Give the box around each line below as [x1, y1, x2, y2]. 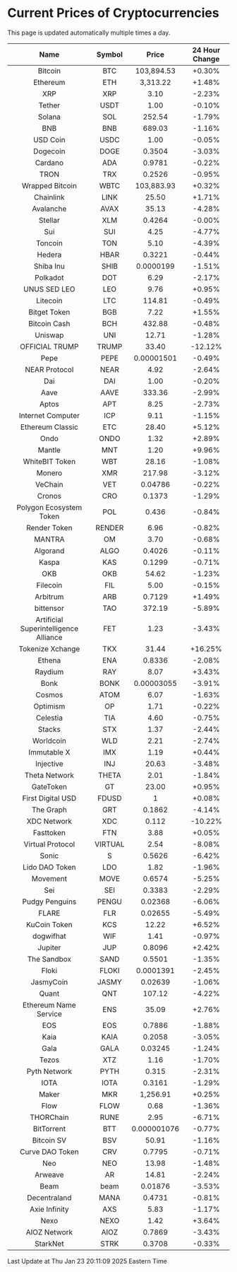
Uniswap [35, 330, 64, 340]
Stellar [38, 215, 60, 225]
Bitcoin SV [32, 1135, 67, 1145]
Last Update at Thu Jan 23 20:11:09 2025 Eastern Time [7, 1256, 167, 1265]
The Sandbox [27, 954, 72, 964]
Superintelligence [20, 624, 79, 634]
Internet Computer [18, 410, 80, 420]
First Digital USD [22, 793, 77, 803]
